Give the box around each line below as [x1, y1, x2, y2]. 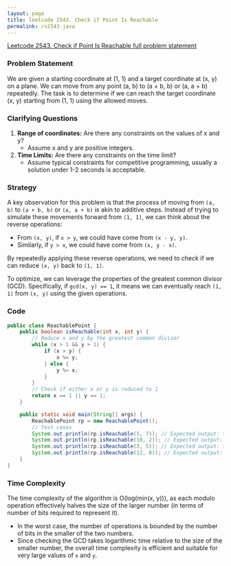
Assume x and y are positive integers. [27, 144, 134, 152]
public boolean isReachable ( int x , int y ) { [19, 328, 149, 335]
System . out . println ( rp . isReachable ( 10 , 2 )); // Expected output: [32, 437, 223, 444]
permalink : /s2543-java [7, 23, 76, 30]
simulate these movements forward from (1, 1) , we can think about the [7, 213, 210, 221]
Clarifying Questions [7, 113, 78, 123]
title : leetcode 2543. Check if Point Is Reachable [7, 16, 158, 23]
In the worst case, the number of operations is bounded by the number [16, 522, 218, 530]
